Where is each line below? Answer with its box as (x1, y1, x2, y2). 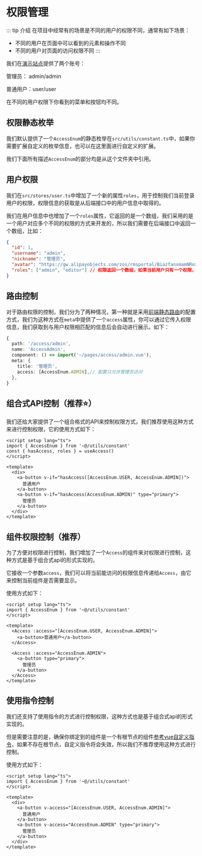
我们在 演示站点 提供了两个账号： (6, 60, 85, 67)
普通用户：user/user (6, 85, 57, 92)
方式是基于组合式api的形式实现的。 (11, 556, 98, 563)
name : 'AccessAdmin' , (11, 346, 66, 353)
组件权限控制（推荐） (6, 531, 85, 542)
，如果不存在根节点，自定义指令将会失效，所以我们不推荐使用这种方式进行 (11, 740, 196, 748)
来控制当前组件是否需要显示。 (6, 577, 80, 584)
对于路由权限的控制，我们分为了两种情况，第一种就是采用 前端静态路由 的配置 (6, 308, 196, 315)
